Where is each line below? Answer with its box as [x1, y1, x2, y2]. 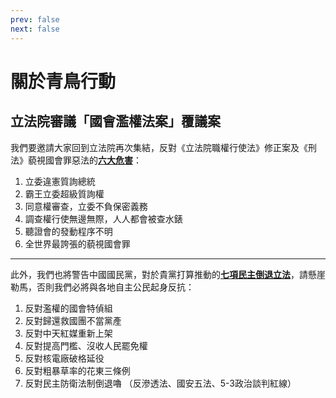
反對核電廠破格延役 [24, 352, 105, 364]
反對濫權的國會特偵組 [24, 302, 113, 314]
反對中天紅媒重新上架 [24, 327, 113, 339]
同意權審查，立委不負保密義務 [24, 200, 148, 212]
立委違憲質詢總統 [24, 175, 96, 187]
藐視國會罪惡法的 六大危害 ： [27, 154, 142, 166]
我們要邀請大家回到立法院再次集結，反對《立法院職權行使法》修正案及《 [10, 141, 308, 153]
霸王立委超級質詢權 [24, 187, 105, 200]
